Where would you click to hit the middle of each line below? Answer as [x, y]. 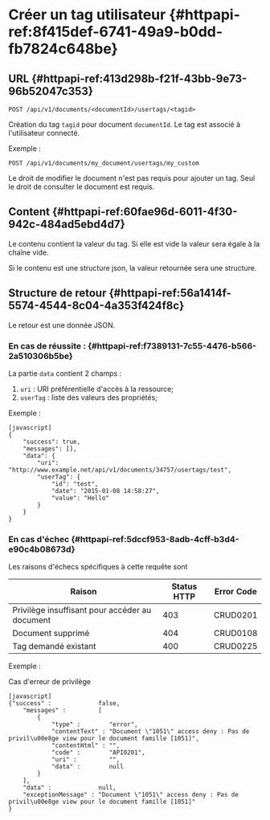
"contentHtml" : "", [86, 746]
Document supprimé [51, 634]
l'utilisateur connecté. [44, 133]
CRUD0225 [236, 647]
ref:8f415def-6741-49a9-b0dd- [116, 32]
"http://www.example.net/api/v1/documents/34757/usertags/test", [120, 470]
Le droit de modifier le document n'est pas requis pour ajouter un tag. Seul [132, 178]
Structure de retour [57, 294]
